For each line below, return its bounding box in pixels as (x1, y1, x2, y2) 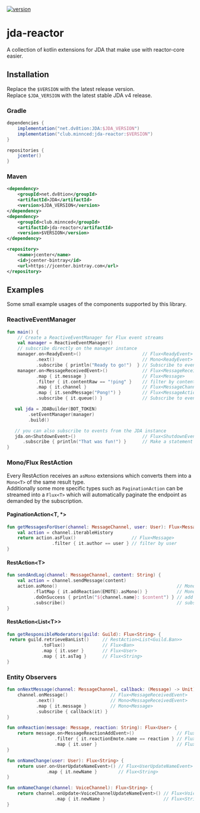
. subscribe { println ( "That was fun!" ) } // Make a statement (22, 439, 193, 445)
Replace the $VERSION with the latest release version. (7, 85, 135, 92)
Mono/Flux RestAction (7, 458, 73, 467)
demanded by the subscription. (7, 497, 84, 505)
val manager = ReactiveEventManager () (17, 340, 113, 346)
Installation (7, 70, 49, 80)
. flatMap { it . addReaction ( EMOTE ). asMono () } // (33, 588, 183, 594)
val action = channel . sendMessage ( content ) (17, 578, 127, 584)
